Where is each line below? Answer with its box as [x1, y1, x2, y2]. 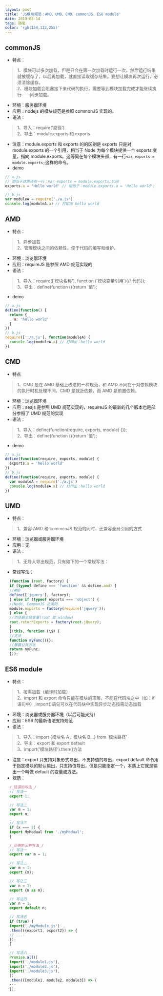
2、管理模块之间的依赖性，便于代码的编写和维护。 [17, 245, 119, 250]
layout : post [5, 7, 32, 12]
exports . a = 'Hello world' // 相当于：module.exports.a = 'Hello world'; [5, 184, 155, 188]
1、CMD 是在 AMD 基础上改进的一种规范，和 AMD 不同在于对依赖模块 [17, 381, 158, 387]
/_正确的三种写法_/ [9, 843, 44, 848]
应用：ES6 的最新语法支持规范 [12, 717, 73, 723]
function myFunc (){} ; [9, 638, 54, 643]
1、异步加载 [17, 239, 41, 245]
